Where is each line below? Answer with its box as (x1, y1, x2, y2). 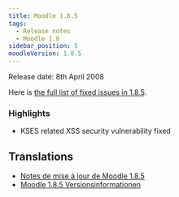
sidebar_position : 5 (8, 42, 79, 50)
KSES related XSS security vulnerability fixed (20, 126, 171, 136)
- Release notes (15, 27, 71, 35)
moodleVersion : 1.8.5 (8, 49, 82, 58)
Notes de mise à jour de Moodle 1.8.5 (20, 171, 145, 181)
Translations (8, 149, 74, 163)
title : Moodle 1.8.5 (8, 11, 79, 20)
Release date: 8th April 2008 (8, 72, 104, 81)
